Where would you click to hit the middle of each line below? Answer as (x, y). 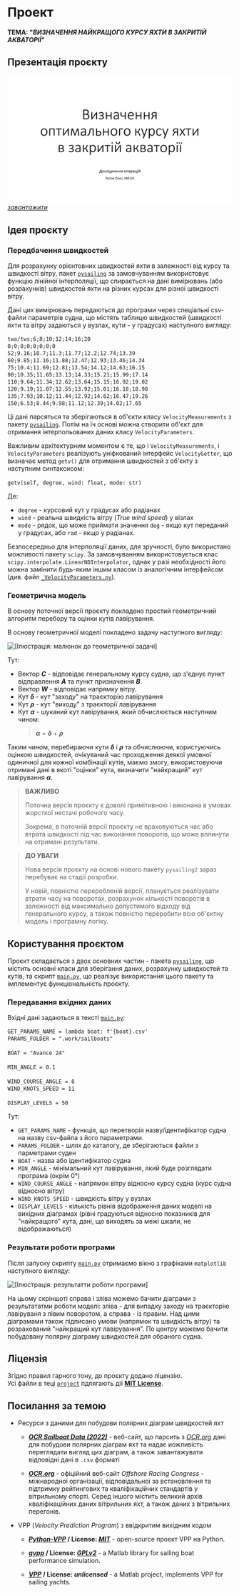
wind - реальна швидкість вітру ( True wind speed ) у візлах (106, 517)
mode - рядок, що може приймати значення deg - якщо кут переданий (123, 525)
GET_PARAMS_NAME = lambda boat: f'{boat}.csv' (78, 1032)
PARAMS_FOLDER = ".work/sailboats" (60, 1039)
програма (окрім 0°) (49, 1176)
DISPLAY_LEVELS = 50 (38, 1103)
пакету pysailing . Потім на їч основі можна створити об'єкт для (105, 424)
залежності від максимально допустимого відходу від (107, 906)
